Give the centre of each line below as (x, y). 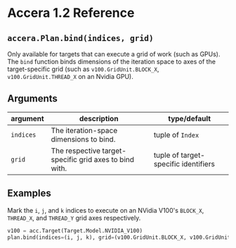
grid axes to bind (107, 159)
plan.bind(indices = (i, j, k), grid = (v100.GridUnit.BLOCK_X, (97, 237)
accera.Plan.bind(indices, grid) (81, 38)
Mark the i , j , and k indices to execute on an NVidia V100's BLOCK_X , (106, 210)
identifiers (198, 163)
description (99, 118)
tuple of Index (176, 135)
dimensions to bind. (83, 139)
